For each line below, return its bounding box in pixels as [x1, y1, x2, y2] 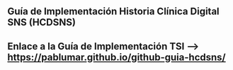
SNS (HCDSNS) [7, 17, 76, 29]
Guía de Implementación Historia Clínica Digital [7, 6, 220, 17]
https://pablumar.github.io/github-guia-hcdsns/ [7, 51, 226, 63]
